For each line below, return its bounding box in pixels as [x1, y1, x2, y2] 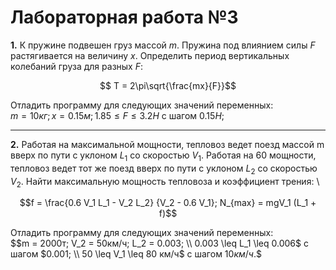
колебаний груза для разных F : [10, 60, 143, 72]
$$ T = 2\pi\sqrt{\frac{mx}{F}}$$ [99, 79, 237, 91]
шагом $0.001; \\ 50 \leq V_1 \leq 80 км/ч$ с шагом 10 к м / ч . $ [10, 248, 262, 260]
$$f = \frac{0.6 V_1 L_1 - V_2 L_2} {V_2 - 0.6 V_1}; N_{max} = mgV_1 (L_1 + [19, 197, 317, 209]
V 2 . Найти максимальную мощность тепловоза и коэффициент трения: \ [10, 175, 320, 190]
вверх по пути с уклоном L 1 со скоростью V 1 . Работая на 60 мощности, [10, 149, 317, 163]
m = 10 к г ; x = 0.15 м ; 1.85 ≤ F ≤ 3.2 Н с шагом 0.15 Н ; [10, 109, 225, 121]
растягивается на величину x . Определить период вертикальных [10, 49, 290, 61]
